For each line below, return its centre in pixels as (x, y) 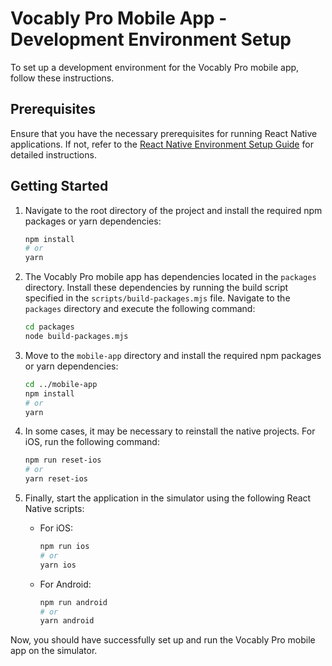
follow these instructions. (62, 78)
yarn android (67, 621)
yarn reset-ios (56, 479)
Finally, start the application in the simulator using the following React (168, 498)
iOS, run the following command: (92, 442)
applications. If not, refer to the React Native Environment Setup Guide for (162, 144)
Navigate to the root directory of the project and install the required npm (173, 210)
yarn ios (58, 565)
